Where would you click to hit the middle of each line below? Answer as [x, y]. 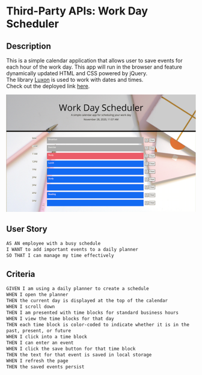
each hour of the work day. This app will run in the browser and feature [94, 67]
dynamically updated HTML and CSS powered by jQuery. [77, 73]
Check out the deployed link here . [48, 86]
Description [29, 46]
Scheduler [32, 24]
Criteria [21, 274]
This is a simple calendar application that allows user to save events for [94, 60]
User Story [27, 229]
